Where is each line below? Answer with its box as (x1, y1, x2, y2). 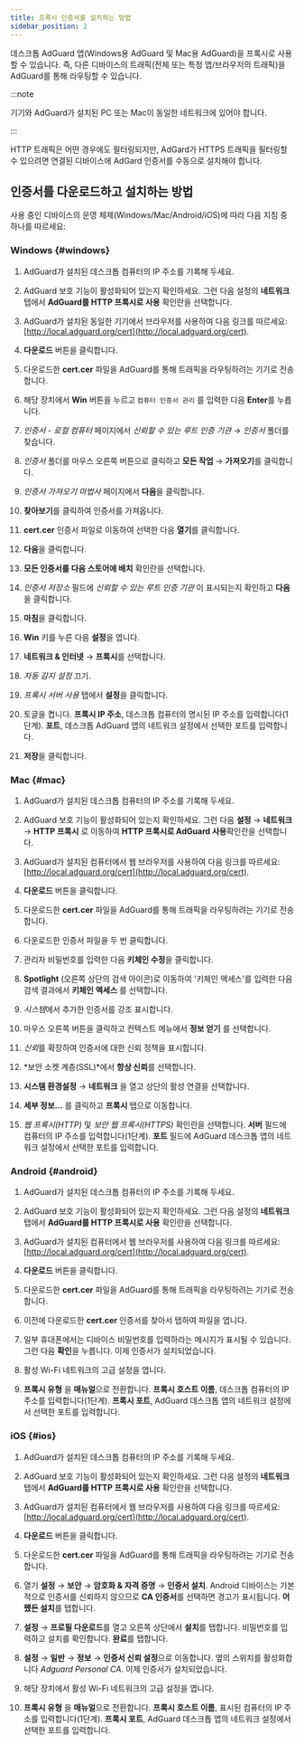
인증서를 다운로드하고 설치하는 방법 (10, 184, 194, 199)
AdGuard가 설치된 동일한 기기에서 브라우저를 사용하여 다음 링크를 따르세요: (23, 316, 288, 327)
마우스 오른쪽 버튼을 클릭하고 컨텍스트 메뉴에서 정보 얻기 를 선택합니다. (23, 1023, 272, 1034)
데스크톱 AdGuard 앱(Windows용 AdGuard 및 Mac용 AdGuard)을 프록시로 (10, 47, 276, 59)
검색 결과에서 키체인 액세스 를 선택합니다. (23, 984, 168, 995)
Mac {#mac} (10, 773, 67, 786)
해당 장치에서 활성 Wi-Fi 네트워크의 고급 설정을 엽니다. (23, 1682, 215, 1693)
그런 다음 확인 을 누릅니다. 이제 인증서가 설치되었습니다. (23, 1345, 216, 1357)
